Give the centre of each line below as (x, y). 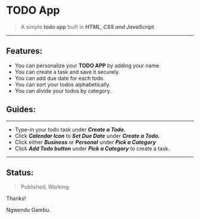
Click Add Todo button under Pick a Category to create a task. (92, 148)
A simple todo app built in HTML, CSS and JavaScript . (88, 27)
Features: (24, 51)
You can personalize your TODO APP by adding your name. (87, 65)
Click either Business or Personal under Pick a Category (85, 142)
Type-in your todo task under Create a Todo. (70, 129)
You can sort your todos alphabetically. (63, 85)
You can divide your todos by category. (63, 90)
